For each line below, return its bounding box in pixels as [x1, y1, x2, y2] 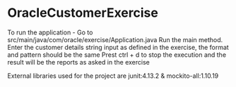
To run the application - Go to [7, 28, 93, 36]
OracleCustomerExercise [7, 5, 159, 21]
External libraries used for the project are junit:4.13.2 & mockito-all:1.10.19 [7, 72, 219, 80]
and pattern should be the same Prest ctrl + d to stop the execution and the [7, 51, 227, 59]
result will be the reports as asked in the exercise [7, 58, 150, 66]
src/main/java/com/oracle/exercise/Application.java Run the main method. [7, 35, 223, 43]
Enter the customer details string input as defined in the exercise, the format [7, 43, 230, 51]
